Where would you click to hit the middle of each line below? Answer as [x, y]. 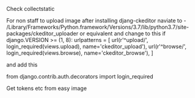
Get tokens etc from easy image [47, 88]
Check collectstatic [31, 9]
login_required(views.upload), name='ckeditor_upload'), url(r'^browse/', [97, 46]
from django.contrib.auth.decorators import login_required [80, 76]
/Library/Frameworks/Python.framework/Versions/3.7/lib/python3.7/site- [98, 27]
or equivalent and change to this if [123, 33]
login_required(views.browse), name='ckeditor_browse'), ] [80, 53]
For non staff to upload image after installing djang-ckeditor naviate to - [96, 20]
